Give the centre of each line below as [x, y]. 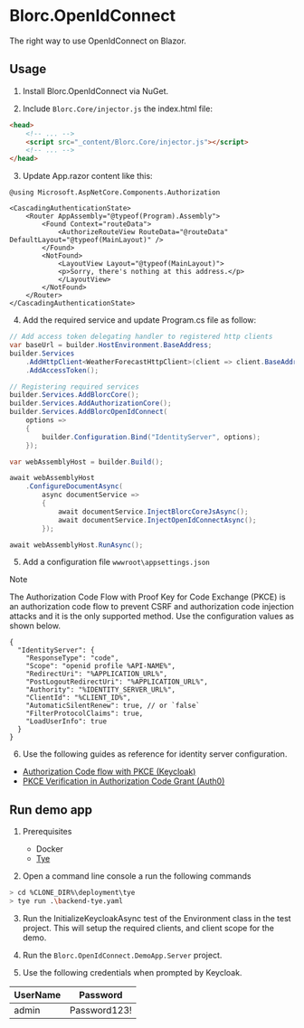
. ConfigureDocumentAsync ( [75, 486]
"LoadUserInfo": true [66, 721]
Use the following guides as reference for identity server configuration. [155, 754]
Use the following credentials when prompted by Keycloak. [132, 972]
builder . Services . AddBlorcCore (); [75, 395]
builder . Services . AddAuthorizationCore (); [90, 403]
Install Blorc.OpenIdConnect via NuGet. [95, 90]
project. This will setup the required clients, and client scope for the [148, 928]
